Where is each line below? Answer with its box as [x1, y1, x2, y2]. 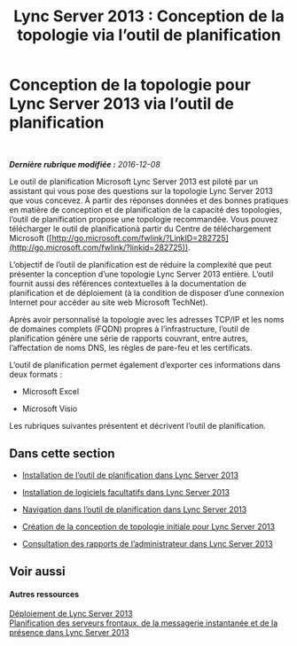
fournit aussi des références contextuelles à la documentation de [9, 277, 246, 289]
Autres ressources [9, 588, 80, 599]
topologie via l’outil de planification [17, 25, 281, 45]
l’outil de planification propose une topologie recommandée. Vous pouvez [9, 214, 278, 224]
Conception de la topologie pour [9, 75, 251, 95]
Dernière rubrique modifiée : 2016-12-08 [9, 159, 161, 169]
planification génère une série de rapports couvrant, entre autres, [9, 332, 248, 343]
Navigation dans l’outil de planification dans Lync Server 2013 [21, 503, 247, 515]
